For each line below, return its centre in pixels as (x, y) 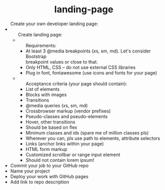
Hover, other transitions (50, 122)
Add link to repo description (40, 182)
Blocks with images (46, 94)
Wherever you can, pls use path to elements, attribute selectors (93, 138)
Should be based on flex (51, 127)
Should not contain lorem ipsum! (60, 160)
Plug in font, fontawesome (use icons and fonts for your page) (91, 72)
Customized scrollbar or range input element (73, 155)
